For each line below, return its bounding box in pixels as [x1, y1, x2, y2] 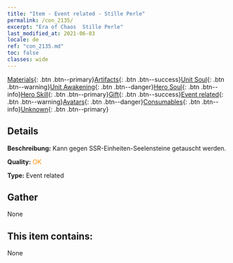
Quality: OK [7, 157, 42, 166]
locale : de [7, 36, 39, 43]
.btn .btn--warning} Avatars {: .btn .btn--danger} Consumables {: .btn [7, 97, 201, 106]
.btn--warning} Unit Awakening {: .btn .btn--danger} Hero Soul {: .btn [7, 82, 200, 91]
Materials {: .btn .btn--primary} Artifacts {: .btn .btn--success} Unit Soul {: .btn [7, 75, 225, 83]
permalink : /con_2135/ [7, 17, 73, 24]
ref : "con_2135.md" [7, 43, 64, 50]
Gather [7, 191, 38, 203]
